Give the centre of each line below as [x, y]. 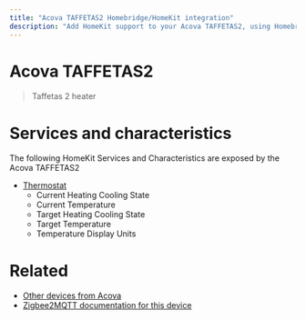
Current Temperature [76, 205]
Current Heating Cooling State [93, 195]
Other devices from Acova [72, 295]
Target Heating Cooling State [91, 215]
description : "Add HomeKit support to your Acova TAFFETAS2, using [140, 26]
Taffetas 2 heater [64, 96]
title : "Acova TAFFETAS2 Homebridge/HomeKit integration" [122, 18]
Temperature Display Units [86, 234]
